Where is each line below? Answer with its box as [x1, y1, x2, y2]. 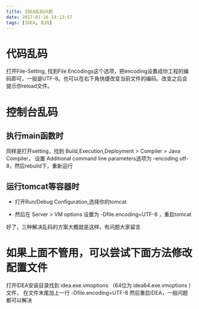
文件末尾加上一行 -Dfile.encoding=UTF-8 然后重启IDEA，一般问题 [28, 289, 188, 297]
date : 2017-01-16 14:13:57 [6, 14, 73, 20]
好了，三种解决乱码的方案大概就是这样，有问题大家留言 [6, 223, 141, 231]
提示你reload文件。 [6, 82, 53, 89]
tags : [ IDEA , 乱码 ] [6, 20, 53, 25]
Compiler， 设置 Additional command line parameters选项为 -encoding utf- [6, 155, 189, 162]
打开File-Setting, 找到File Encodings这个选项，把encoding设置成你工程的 [6, 67, 184, 75]
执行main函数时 [6, 131, 64, 141]
